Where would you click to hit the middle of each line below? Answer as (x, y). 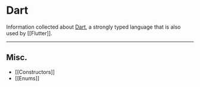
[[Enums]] (27, 78)
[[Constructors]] (35, 72)
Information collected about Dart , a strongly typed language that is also (93, 27)
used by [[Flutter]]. (29, 33)
